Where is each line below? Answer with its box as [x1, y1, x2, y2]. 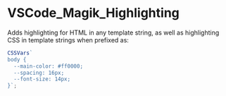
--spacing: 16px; [13, 69, 65, 76]
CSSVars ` [7, 49, 33, 56]
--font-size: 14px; [13, 76, 71, 83]
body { [7, 56, 27, 63]
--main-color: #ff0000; [13, 62, 83, 70]
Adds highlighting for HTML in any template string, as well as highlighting [7, 28, 220, 37]
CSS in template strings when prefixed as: [7, 35, 129, 44]
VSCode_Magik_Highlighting [7, 5, 180, 21]
